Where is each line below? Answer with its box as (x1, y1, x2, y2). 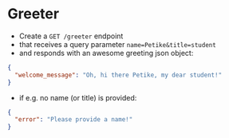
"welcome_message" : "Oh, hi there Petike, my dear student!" (14, 71, 223, 79)
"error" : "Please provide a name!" (14, 116, 133, 124)
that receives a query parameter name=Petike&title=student (18, 39, 216, 49)
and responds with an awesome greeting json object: (18, 48, 194, 57)
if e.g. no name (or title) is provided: (18, 93, 137, 102)
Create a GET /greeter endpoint (18, 31, 124, 41)
